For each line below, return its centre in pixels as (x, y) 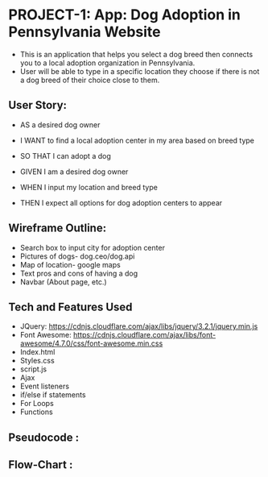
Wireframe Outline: (58, 228)
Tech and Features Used (70, 307)
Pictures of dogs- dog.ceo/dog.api (77, 256)
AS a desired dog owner (60, 124)
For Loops (37, 404)
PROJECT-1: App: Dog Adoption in (125, 15)
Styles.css (37, 361)
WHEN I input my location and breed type (89, 187)
